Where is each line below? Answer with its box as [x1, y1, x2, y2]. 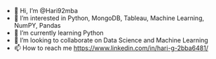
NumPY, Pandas [13, 22, 61, 29]
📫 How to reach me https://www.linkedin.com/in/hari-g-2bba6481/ [13, 44, 209, 52]
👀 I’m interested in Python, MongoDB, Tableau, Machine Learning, [13, 14, 205, 22]
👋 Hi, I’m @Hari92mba [13, 7, 79, 15]
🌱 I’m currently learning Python [13, 28, 104, 37]
